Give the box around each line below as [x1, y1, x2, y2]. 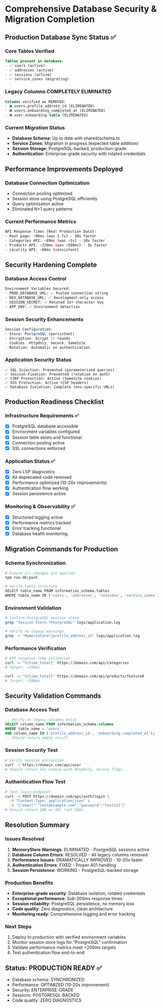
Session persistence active [12, 491, 66, 497]
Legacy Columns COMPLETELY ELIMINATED [5, 88, 112, 95]
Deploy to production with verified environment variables [12, 934, 126, 940]
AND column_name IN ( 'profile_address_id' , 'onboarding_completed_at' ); [5, 730, 155, 736]
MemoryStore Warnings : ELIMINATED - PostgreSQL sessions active [12, 847, 149, 852]
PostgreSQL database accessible [12, 423, 79, 429]
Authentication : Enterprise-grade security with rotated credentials [12, 151, 146, 156]
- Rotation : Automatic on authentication [5, 345, 90, 350]
